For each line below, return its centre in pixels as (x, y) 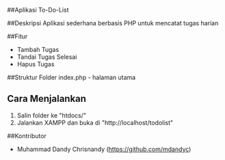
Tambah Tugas (38, 50)
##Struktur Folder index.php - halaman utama (71, 77)
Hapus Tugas (36, 64)
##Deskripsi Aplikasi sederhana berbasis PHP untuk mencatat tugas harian (113, 23)
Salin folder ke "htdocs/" (52, 115)
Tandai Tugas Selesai (47, 57)
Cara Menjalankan (47, 99)
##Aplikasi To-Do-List (38, 10)
